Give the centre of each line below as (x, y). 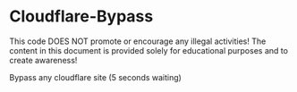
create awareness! (43, 60)
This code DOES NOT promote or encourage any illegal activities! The (138, 41)
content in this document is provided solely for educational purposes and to (149, 50)
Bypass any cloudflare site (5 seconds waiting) (95, 77)
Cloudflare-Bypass (81, 17)
